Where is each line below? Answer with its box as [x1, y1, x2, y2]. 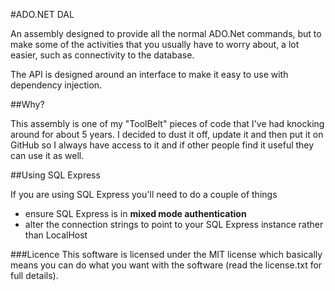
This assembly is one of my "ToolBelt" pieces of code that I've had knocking [10, 118, 325, 129]
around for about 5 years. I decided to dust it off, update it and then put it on [10, 129, 324, 140]
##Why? [10, 99, 45, 110]
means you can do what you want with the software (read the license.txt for [10, 259, 323, 271]
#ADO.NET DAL [10, 9, 75, 20]
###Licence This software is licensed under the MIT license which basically [10, 249, 323, 260]
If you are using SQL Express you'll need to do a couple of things [10, 189, 278, 200]
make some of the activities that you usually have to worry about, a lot [10, 39, 300, 50]
